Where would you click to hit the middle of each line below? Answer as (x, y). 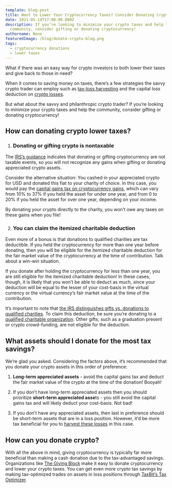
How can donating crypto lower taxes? (68, 131)
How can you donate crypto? (52, 440)
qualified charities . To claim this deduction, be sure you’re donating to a (81, 314)
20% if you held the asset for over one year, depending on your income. (81, 200)
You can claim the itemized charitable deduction (74, 228)
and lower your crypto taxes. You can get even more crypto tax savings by (84, 469)
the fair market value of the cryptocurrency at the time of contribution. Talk (84, 256)
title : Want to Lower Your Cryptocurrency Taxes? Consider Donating (80, 15)
